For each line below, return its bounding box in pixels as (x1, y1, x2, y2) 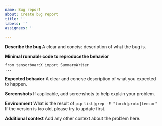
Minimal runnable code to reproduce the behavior (5, 53, 109, 60)
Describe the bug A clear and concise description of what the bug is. (5, 44, 146, 50)
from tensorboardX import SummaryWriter (5, 63, 90, 68)
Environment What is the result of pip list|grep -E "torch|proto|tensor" (5, 100, 158, 107)
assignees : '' (5, 26, 35, 31)
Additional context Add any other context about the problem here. (5, 115, 141, 122)
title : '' (5, 16, 26, 21)
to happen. (5, 81, 27, 87)
